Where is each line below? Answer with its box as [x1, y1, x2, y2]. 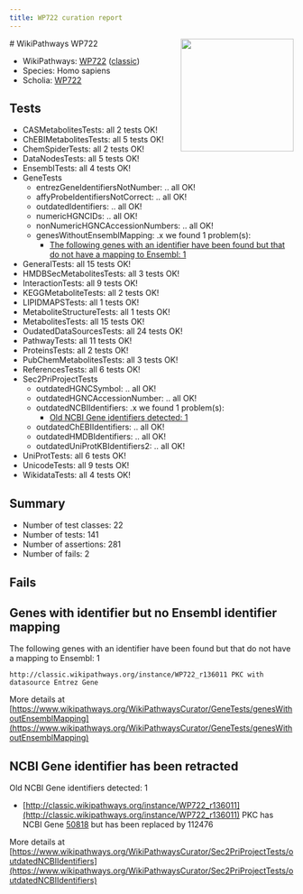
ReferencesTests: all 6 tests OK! [22, 364, 142, 375]
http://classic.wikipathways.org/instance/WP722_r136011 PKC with [9, 670, 264, 679]
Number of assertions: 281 [22, 539, 122, 550]
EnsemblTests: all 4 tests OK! [22, 163, 132, 174]
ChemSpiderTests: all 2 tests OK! [22, 143, 145, 154]
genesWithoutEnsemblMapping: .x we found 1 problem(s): [35, 230, 252, 241]
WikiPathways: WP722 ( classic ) [22, 55, 141, 66]
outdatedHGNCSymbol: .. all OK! [35, 383, 157, 394]
